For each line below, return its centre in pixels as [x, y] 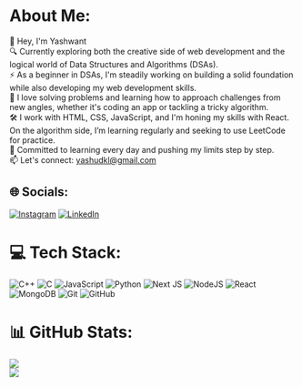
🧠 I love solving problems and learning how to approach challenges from [145, 97]
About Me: [50, 16]
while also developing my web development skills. [103, 87]
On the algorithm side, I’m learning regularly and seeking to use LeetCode [148, 130]
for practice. [33, 140]
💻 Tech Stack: [65, 252]
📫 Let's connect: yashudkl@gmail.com [83, 159]
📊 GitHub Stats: [71, 332]
